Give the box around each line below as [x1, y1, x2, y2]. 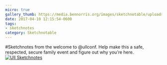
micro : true [5, 7, 30, 12]
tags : [5, 21, 16, 26]
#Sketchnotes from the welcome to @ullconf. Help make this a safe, [5, 44, 144, 50]
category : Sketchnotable [5, 30, 57, 35]
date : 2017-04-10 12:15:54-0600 [5, 16, 72, 21]
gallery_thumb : [5, 12, 37, 17]
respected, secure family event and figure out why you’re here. [5, 49, 134, 55]
